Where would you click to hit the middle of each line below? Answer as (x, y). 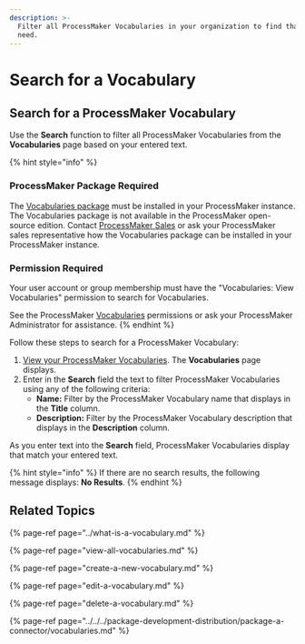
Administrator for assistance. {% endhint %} (92, 325)
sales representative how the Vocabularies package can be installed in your (151, 235)
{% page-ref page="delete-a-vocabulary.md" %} (102, 603)
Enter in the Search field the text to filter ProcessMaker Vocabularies (151, 379)
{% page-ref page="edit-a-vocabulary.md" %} (97, 585)
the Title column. (68, 408)
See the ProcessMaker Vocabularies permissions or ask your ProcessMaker (151, 315)
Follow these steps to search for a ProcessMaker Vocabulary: (124, 342)
